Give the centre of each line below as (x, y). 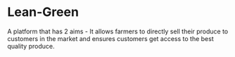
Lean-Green (43, 12)
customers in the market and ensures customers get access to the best (110, 38)
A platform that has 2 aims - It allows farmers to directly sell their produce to (118, 31)
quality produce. (31, 46)
